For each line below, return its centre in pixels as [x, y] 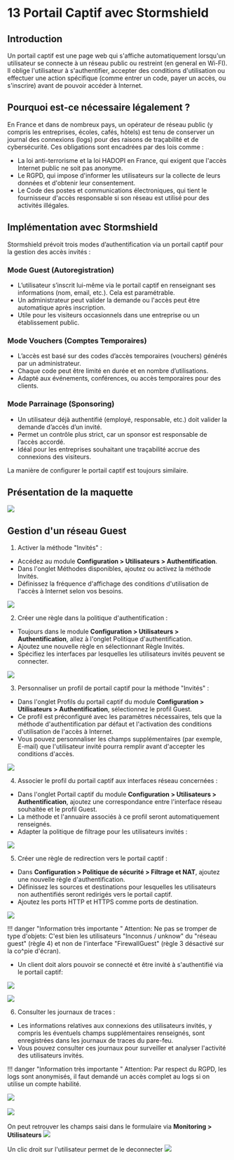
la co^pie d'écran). [34, 951]
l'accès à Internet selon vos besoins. [70, 591]
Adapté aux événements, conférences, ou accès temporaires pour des [119, 378]
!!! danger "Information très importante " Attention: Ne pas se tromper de [112, 929]
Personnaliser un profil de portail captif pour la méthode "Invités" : [113, 688]
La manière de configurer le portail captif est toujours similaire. [98, 470]
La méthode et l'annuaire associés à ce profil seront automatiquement [118, 817]
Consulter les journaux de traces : [66, 1012]
